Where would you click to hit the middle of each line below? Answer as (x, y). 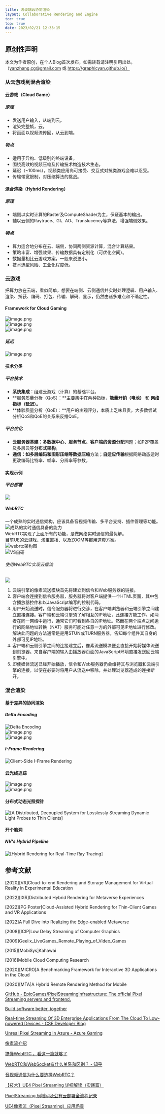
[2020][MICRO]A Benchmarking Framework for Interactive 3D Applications (81, 970)
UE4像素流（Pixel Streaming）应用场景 (45, 1106)
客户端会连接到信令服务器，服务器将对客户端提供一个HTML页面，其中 (83, 596)
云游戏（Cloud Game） (29, 95)
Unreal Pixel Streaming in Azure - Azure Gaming (54, 1033)
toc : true (15, 19)
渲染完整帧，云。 (30, 127)
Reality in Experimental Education (39, 888)
